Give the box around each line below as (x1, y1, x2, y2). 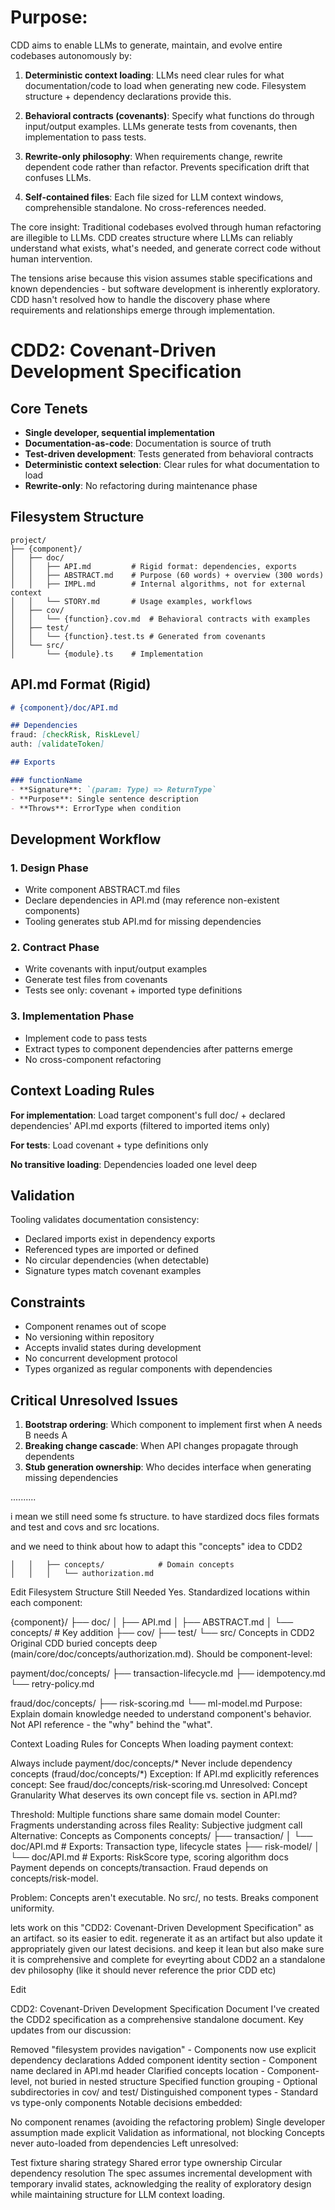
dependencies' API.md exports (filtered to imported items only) (10, 1119, 270, 1131)
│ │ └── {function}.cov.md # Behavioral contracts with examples (10, 614, 311, 624)
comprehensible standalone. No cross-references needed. (24, 201, 267, 213)
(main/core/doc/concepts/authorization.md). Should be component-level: (10, 1647, 313, 1660)
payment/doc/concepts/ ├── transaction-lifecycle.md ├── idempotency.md (10, 1667, 326, 1679)
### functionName (10, 775, 83, 785)
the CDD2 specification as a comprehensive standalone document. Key (10, 2013, 304, 2025)
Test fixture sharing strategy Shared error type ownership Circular (10, 2156, 283, 2168)
